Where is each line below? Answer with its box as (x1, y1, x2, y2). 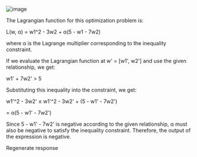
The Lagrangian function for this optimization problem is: (6, 17, 144, 24)
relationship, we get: (6, 64, 56, 71)
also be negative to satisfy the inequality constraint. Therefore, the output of (6, 127, 191, 133)
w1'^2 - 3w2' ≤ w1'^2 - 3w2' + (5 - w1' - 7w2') (6, 98, 118, 105)
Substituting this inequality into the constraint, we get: (6, 86, 137, 93)
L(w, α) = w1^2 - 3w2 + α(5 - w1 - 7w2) (6, 28, 101, 35)
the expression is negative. (6, 133, 72, 140)
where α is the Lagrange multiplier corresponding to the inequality (6, 40, 166, 46)
